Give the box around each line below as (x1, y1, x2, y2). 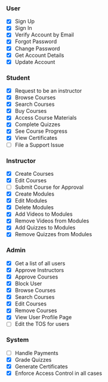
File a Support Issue (14, 141, 64, 148)
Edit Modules (14, 197, 48, 204)
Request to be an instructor (14, 87, 82, 94)
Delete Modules (14, 204, 54, 211)
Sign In (14, 25, 32, 32)
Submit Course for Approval (14, 184, 84, 191)
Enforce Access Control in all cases (14, 369, 103, 377)
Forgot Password (14, 38, 57, 45)
